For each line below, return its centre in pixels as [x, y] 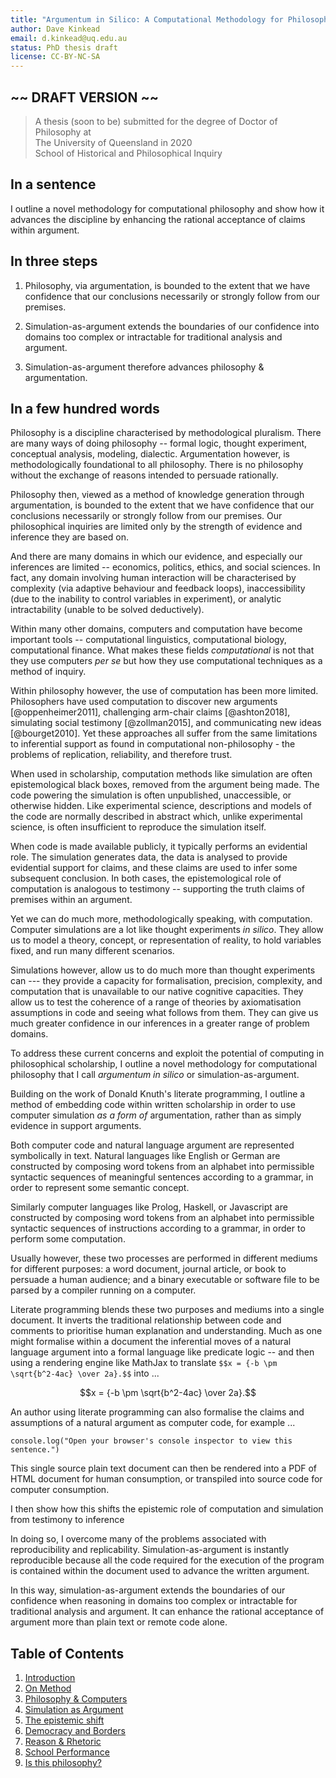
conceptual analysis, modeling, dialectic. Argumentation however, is [150, 454]
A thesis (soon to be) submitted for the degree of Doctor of [156, 121]
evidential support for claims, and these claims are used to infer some [154, 868]
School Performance [67, 1752]
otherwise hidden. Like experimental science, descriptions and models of [161, 806]
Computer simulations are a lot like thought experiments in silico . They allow [167, 930]
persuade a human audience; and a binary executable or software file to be [165, 1280]
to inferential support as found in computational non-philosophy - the [153, 744]
